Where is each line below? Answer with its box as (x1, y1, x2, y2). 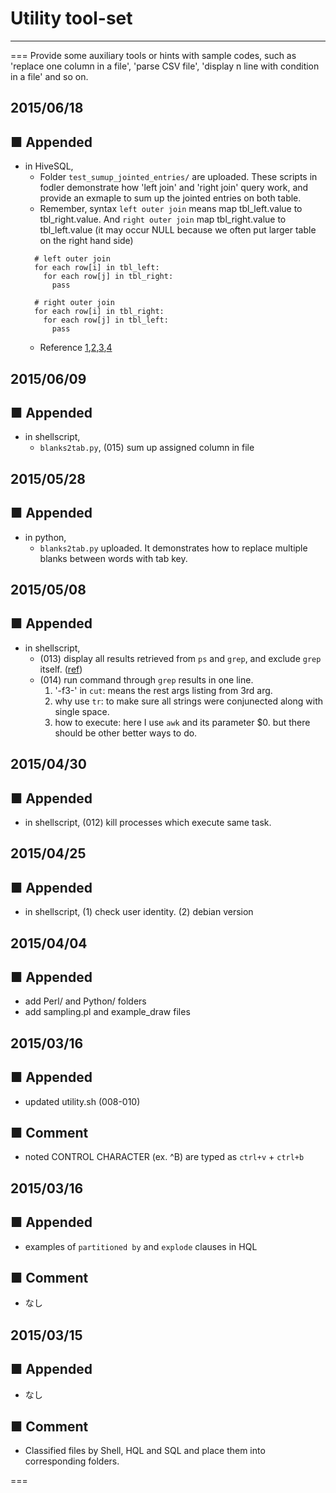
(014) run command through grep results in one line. (39, 673, 254, 686)
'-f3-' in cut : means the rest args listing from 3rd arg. (54, 684, 273, 696)
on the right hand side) (39, 235, 134, 247)
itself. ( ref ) (39, 663, 83, 675)
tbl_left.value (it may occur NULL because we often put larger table (39, 224, 317, 236)
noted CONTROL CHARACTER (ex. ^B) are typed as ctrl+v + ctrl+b (24, 1151, 305, 1163)
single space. (54, 705, 110, 717)
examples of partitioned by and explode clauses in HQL (24, 1240, 258, 1252)
